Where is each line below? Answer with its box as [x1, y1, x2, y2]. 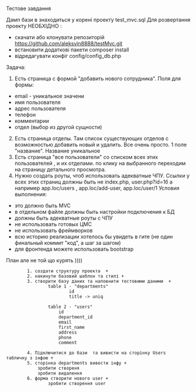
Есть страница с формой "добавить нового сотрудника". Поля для [14, 75, 181, 82]
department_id [58, 314, 93, 320]
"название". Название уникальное [14, 147, 101, 154]
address [58, 329, 77, 335]
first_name [58, 324, 85, 330]
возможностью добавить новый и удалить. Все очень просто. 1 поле [14, 141, 187, 148]
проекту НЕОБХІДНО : [6, 23, 62, 29]
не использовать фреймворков [14, 227, 93, 234]
